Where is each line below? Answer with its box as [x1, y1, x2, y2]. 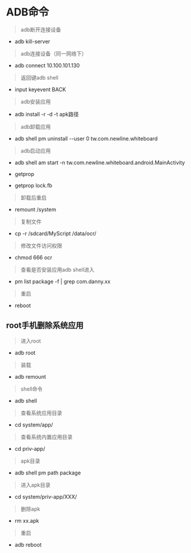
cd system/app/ [14, 421, 53, 428]
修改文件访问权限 [20, 242, 62, 249]
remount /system [14, 206, 57, 213]
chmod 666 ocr [14, 253, 52, 261]
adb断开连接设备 [20, 26, 61, 33]
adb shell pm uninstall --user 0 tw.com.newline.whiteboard [14, 135, 158, 142]
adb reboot [14, 541, 42, 548]
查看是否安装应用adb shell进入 [20, 266, 95, 273]
